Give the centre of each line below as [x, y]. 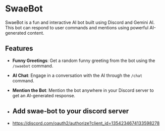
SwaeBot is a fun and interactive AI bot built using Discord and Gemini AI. [80, 22]
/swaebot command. [33, 65]
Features [19, 48]
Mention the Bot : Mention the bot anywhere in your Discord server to [83, 90]
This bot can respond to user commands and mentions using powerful [77, 27]
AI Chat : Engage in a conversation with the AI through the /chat [77, 75]
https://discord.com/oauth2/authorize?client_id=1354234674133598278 [86, 123]
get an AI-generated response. [44, 95]
